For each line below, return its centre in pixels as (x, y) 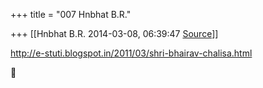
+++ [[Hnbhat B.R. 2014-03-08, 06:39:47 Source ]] (114, 33)
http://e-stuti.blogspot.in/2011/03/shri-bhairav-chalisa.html (131, 53)
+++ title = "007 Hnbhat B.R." (71, 14)
